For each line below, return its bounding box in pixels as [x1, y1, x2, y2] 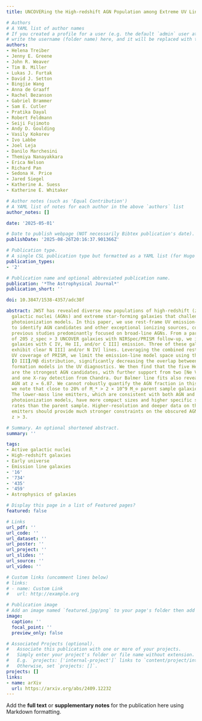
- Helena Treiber [6, 47, 50, 54]
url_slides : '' [6, 552, 44, 559]
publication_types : [6, 258, 55, 264]
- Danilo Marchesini [6, 148, 58, 154]
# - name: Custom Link [6, 585, 63, 592]
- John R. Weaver [6, 58, 50, 65]
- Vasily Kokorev [6, 132, 50, 138]
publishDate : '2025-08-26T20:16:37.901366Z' [6, 237, 120, 243]
